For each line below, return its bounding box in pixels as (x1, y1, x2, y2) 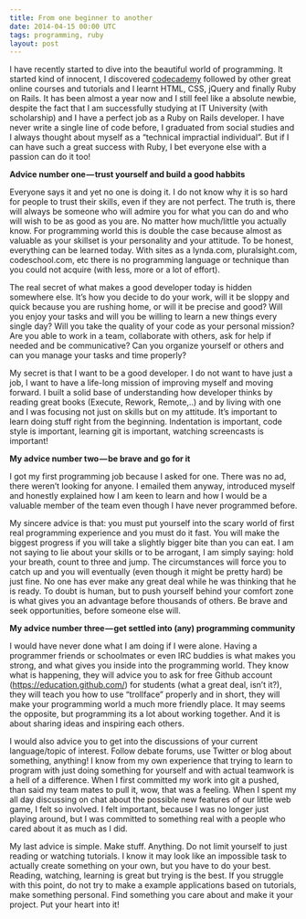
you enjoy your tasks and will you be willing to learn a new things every (9, 312, 278, 322)
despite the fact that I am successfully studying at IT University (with (9, 102, 269, 114)
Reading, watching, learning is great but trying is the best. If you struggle (9, 870, 284, 882)
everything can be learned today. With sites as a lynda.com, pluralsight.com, (9, 245, 298, 256)
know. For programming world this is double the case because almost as (9, 226, 282, 237)
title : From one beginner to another (9, 13, 153, 23)
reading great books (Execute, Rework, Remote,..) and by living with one (9, 396, 281, 407)
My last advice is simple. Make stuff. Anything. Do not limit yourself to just (9, 841, 288, 852)
